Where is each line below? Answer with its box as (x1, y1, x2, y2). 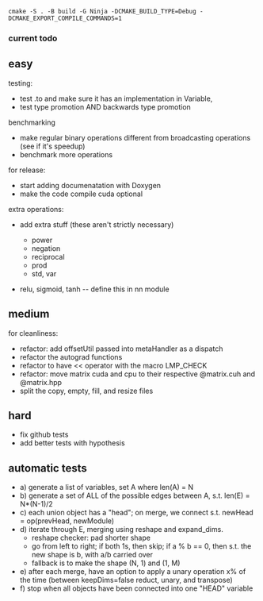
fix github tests (19, 430, 69, 440)
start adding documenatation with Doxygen (19, 180, 161, 190)
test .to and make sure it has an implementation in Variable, (19, 94, 213, 103)
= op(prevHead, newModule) (19, 516, 115, 526)
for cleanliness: (8, 328, 59, 337)
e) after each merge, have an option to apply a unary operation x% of (19, 567, 246, 576)
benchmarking (8, 118, 55, 127)
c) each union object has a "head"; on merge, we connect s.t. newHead (19, 508, 253, 518)
